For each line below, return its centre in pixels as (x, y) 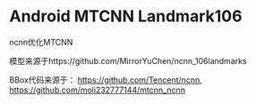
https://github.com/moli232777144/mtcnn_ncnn (98, 90)
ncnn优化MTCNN (41, 42)
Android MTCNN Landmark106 (126, 16)
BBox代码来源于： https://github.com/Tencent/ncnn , (106, 80)
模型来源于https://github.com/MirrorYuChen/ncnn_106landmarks (128, 60)
